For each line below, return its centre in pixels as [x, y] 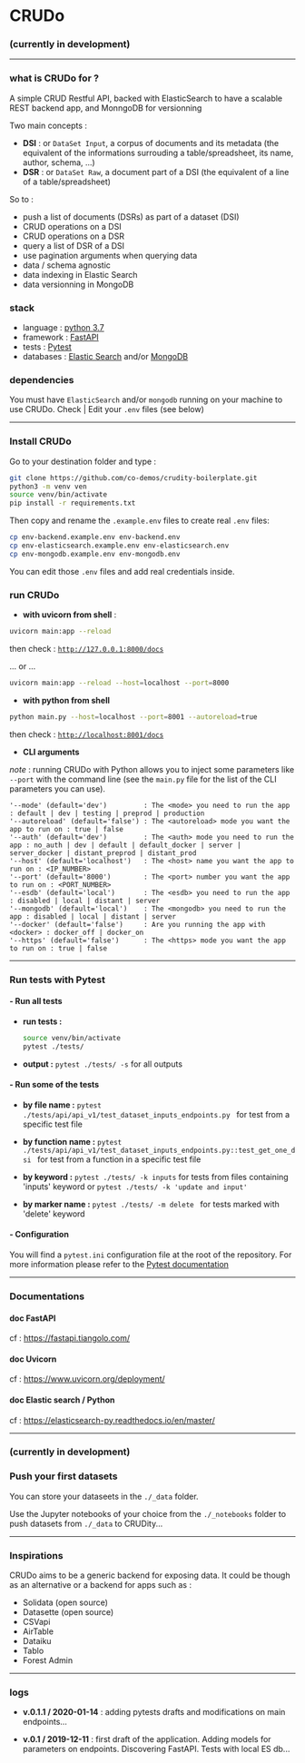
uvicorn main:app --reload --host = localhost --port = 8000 [119, 683]
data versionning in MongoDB [78, 284]
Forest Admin [48, 1660]
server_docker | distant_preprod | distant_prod [103, 853]
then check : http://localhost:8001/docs [87, 734]
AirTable [38, 1631]
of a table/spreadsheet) [67, 182]
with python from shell [66, 700]
